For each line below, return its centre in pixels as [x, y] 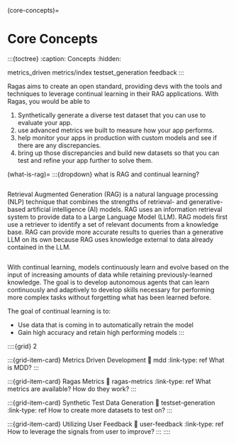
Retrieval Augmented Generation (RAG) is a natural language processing [113, 194]
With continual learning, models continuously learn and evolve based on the [118, 267]
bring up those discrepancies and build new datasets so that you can [118, 153]
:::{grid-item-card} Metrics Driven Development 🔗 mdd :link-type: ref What [116, 360]
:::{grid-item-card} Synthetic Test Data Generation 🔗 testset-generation [111, 402]
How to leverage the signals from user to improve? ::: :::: [89, 431]
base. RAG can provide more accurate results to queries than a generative [116, 232]
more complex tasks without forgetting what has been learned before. [109, 297]
